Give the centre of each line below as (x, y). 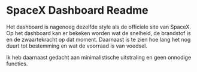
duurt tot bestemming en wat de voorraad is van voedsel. (77, 46)
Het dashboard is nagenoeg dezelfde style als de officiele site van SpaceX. (99, 27)
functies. (17, 64)
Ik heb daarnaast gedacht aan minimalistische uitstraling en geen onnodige (99, 57)
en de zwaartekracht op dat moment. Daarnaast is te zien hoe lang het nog (99, 39)
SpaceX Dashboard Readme (77, 10)
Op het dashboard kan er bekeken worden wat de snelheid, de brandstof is (99, 33)
